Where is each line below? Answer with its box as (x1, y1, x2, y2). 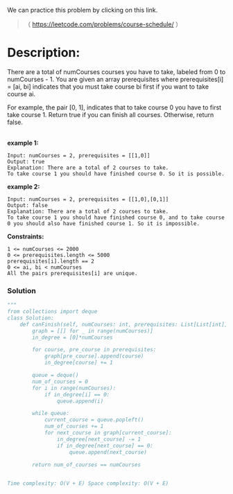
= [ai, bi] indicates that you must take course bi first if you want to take (7, 82, 209, 91)
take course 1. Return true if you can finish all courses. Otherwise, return (7, 110, 214, 118)
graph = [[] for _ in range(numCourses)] (32, 327, 154, 335)
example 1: (7, 139, 40, 147)
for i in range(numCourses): (32, 385, 116, 391)
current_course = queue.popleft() (44, 416, 144, 423)
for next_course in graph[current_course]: (44, 430, 172, 436)
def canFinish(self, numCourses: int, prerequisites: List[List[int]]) (19, 321, 231, 328)
